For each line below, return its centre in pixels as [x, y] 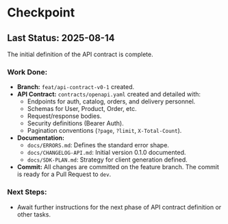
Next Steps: [27, 192]
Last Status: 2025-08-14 [61, 38]
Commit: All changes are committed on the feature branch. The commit [118, 167]
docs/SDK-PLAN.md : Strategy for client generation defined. [107, 160]
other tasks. [34, 214]
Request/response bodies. [64, 116]
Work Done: [27, 72]
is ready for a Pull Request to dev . [64, 174]
